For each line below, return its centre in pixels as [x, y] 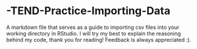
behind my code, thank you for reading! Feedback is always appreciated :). [99, 40]
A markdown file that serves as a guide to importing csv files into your [93, 27]
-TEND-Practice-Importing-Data [88, 11]
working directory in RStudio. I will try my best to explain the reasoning [94, 33]
